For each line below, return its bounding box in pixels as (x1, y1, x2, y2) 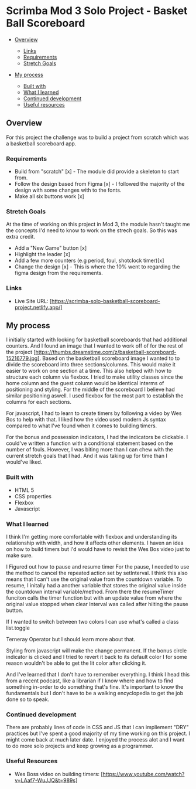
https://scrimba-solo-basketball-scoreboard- (51, 297, 160, 304)
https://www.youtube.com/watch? (102, 770, 185, 777)
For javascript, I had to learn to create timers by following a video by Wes (6, 410, 182, 417)
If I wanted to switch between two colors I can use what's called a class (6, 618, 179, 625)
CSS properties (14, 492, 51, 499)
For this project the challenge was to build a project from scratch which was (6, 134, 189, 141)
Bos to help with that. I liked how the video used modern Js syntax (6, 416, 166, 423)
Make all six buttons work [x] (14, 193, 85, 200)
